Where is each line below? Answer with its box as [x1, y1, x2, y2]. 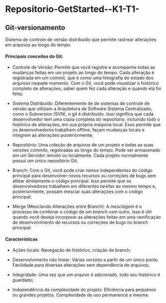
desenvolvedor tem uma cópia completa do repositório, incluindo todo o [12, 116, 160, 123]
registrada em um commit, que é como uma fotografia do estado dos [12, 75, 154, 81]
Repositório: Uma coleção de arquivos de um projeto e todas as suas [12, 142, 154, 148]
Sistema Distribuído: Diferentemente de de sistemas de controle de [12, 101, 150, 107]
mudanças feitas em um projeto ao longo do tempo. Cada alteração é [12, 70, 155, 76]
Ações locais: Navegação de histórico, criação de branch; [12, 247, 131, 253]
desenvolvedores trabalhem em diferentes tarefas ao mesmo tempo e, [12, 183, 157, 189]
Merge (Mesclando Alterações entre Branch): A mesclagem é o [12, 203, 142, 210]
